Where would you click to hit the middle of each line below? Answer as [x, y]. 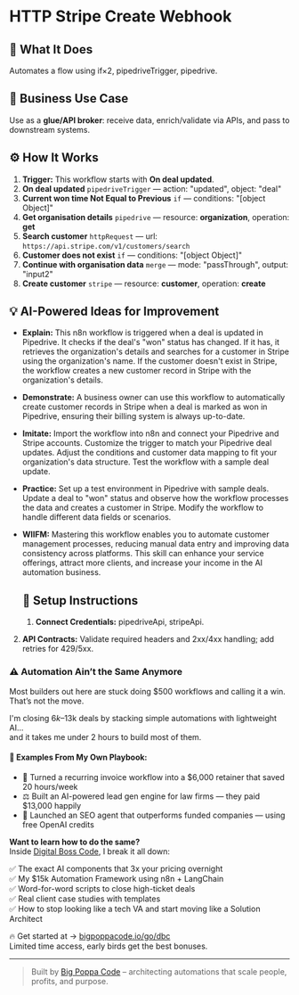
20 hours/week [50, 786]
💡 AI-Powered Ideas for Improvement [114, 312]
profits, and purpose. [69, 981]
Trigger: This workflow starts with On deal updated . [118, 179]
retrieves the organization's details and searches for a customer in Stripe [155, 352]
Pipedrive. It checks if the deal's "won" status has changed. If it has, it [151, 342]
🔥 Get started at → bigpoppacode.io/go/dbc [90, 936]
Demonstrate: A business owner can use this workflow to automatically [154, 398]
